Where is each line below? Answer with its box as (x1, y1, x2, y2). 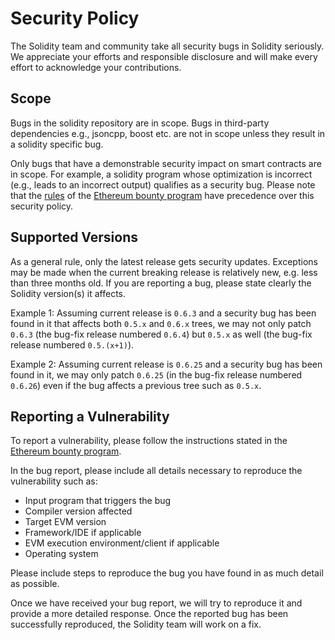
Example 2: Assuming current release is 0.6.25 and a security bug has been (10, 358, 323, 370)
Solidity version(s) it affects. (10, 287, 126, 299)
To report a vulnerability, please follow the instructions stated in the (10, 435, 288, 447)
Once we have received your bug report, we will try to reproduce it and (10, 597, 303, 609)
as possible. (10, 578, 60, 590)
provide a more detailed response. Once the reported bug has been (10, 608, 289, 620)
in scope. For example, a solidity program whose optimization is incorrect (10, 168, 313, 180)
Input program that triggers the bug (24, 495, 172, 507)
